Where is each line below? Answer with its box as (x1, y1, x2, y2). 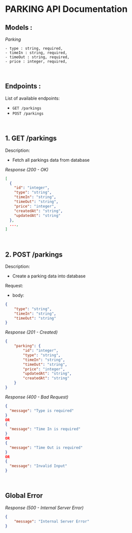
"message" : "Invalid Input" (9, 464, 68, 468)
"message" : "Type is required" (9, 408, 74, 413)
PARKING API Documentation (5, 3, 128, 15)
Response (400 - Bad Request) (5, 394, 69, 400)
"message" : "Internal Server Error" (14, 519, 90, 524)
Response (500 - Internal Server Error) (5, 505, 84, 511)
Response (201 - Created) (5, 329, 58, 335)
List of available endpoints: (5, 95, 60, 101)
